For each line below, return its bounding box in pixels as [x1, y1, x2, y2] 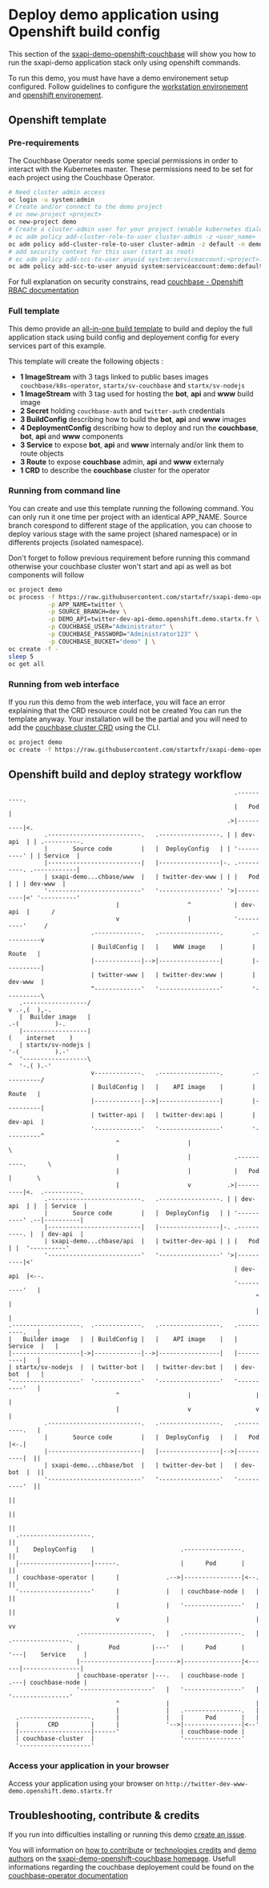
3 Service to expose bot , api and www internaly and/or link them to [19, 440, 244, 449]
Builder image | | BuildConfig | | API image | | [22, 1336, 239, 1344]
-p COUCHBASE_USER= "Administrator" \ [47, 623, 174, 631]
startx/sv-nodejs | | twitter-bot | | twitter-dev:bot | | [15, 1364, 239, 1372]
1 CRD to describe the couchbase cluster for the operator [19, 465, 211, 475]
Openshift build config [8, 22, 161, 41]
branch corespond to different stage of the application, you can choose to [8, 520, 252, 530]
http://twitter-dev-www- [165, 1780, 248, 1788]
